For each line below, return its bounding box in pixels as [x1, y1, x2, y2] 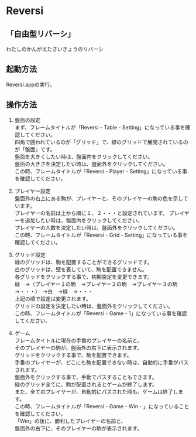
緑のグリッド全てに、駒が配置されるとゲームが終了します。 [14, 381, 158, 388]
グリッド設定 [14, 251, 46, 258]
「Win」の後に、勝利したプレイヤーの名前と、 [14, 417, 126, 424]
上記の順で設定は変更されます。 [14, 295, 92, 302]
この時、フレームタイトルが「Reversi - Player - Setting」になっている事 [14, 168, 188, 175]
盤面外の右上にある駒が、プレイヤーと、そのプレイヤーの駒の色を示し [14, 194, 183, 202]
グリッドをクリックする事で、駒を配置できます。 [14, 351, 132, 359]
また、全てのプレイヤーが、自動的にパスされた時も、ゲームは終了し [14, 388, 178, 395]
